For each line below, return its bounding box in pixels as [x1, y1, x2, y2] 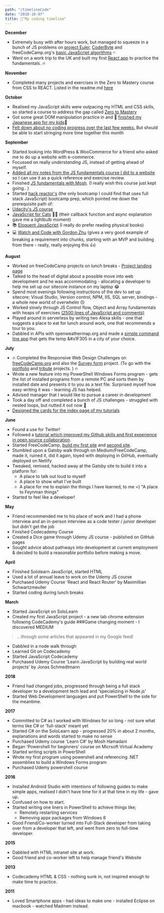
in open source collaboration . [12, 437, 71, 443]
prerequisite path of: [12, 201, 54, 207]
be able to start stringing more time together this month [12, 130, 124, 136]
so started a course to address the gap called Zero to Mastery [12, 109, 137, 115]
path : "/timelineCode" [5, 7, 51, 12]
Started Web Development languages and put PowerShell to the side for [12, 693, 157, 699]
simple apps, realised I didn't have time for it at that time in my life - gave [12, 789, 159, 795]
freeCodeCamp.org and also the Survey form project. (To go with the [12, 360, 151, 366]
